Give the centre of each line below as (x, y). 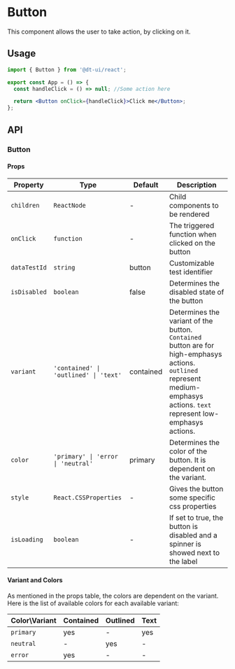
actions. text (190, 404)
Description (197, 185)
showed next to (194, 552)
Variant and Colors (35, 580)
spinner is (185, 544)
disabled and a (193, 535)
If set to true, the (196, 517)
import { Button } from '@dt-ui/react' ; (67, 70)
